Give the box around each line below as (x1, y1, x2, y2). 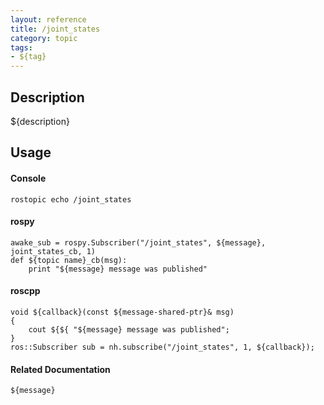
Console (10, 172, 47, 184)
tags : (10, 42, 33, 53)
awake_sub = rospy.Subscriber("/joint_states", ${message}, (10, 237, 267, 248)
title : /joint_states (10, 24, 101, 34)
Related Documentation (10, 363, 111, 375)
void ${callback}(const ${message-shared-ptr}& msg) (10, 307, 235, 317)
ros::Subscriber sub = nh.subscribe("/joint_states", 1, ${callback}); (10, 342, 315, 352)
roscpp (10, 285, 41, 297)
